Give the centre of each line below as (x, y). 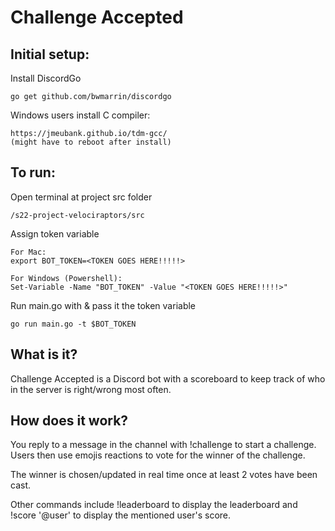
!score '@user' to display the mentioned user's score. (121, 515)
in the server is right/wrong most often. (91, 389)
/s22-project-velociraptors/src (77, 215)
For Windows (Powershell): (66, 278)
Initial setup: (50, 54)
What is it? (44, 354)
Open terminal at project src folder (81, 197)
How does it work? (69, 421)
